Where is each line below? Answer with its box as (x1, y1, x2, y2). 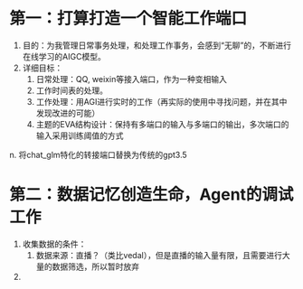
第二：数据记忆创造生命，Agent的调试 (9, 184, 294, 205)
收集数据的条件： (22, 238, 87, 249)
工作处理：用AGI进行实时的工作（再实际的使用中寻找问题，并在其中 (35, 96, 288, 107)
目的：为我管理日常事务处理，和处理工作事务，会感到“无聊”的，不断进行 (22, 40, 292, 51)
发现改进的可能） (35, 107, 100, 118)
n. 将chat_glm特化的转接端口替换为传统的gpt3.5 (9, 149, 187, 160)
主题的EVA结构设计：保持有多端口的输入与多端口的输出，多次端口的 (35, 118, 289, 129)
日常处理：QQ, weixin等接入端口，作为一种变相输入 (35, 73, 228, 84)
